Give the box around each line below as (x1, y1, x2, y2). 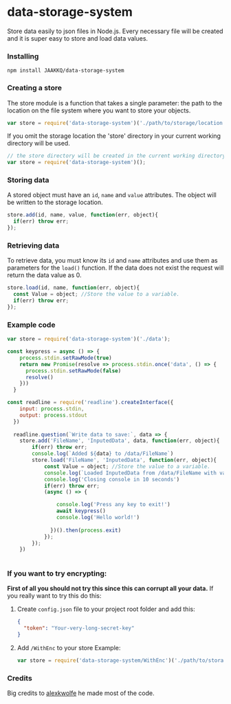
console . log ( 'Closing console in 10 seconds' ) (43, 476, 180, 483)
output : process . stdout (19, 412, 88, 419)
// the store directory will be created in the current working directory (7, 152, 226, 159)
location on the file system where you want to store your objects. (7, 106, 191, 114)
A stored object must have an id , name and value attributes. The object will (7, 191, 217, 199)
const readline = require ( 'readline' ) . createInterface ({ (7, 399, 174, 406)
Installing (7, 51, 39, 61)
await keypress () (56, 507, 107, 514)
